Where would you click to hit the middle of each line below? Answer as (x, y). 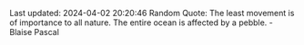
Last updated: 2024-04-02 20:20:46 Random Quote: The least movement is (152, 13)
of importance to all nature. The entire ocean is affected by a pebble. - (141, 22)
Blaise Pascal (34, 32)
